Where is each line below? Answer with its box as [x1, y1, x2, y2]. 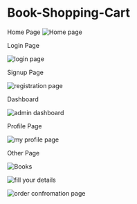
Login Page [7, 41, 40, 49]
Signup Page [7, 68, 44, 76]
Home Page [7, 28, 41, 36]
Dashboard [7, 95, 39, 103]
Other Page [7, 148, 40, 157]
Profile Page [7, 121, 42, 130]
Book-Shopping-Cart [7, 5, 130, 21]
